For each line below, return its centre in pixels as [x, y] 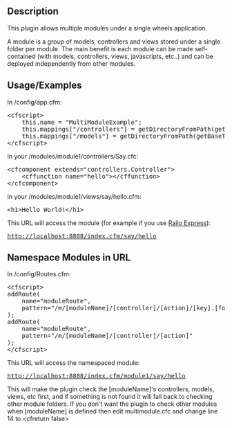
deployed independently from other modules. [71, 63]
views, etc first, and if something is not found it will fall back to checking [110, 397]
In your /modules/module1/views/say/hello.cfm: [74, 196]
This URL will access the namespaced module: [74, 363]
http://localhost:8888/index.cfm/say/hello [82, 236]
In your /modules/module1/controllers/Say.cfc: [73, 156]
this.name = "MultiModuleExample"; [82, 122]
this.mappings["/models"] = [69, 136]
